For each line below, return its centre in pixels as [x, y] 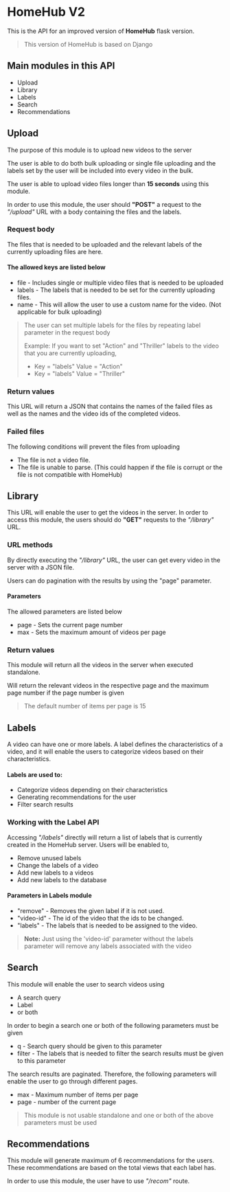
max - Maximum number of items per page [78, 1094]
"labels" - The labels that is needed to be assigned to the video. [107, 925]
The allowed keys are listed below [56, 267]
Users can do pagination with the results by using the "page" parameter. [109, 581]
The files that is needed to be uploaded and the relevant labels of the [105, 244]
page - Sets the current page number [70, 625]
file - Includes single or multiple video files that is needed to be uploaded [120, 283]
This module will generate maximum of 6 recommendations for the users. [111, 1160]
